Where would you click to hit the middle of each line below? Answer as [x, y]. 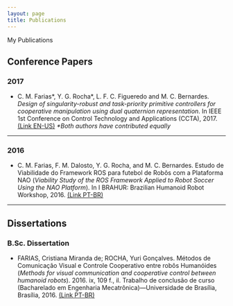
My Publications [30, 40]
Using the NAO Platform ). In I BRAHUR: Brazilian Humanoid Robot [111, 187]
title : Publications [37, 20]
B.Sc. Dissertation [38, 243]
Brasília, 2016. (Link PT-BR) [56, 295]
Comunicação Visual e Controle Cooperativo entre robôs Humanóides [117, 266]
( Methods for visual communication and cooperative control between [116, 273]
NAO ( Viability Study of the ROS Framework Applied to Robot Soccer [115, 180]
